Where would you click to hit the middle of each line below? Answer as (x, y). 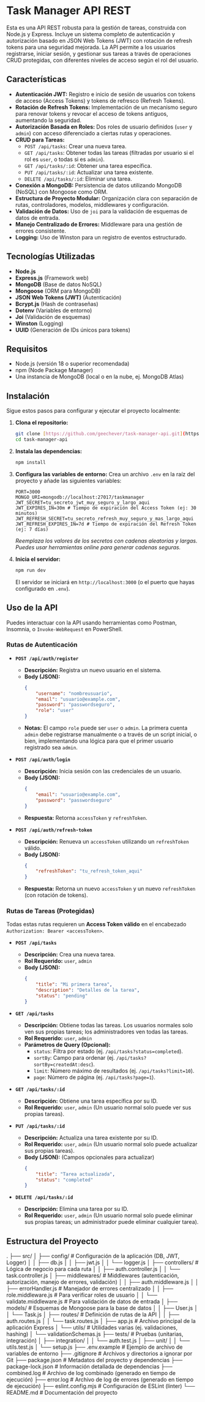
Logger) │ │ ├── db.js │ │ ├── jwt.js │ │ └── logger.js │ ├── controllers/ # (102, 1262)
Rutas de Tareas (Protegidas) (50, 911)
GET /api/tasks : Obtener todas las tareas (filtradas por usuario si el (109, 152)
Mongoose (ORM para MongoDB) (58, 291)
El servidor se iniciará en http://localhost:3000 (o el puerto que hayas (105, 582)
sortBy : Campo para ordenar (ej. (74, 1057)
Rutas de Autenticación (42, 645)
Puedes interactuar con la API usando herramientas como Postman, (92, 623)
